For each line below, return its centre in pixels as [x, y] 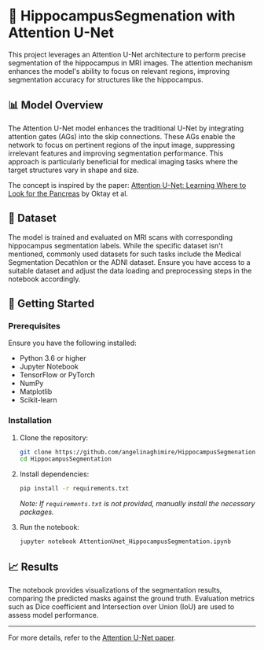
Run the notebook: [49, 527]
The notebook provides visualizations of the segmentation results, [115, 589]
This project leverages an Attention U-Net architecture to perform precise [127, 54]
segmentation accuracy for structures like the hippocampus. [106, 79]
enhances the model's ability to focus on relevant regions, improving [119, 71]
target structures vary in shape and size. [73, 170]
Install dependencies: [54, 474]
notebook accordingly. [44, 279]
